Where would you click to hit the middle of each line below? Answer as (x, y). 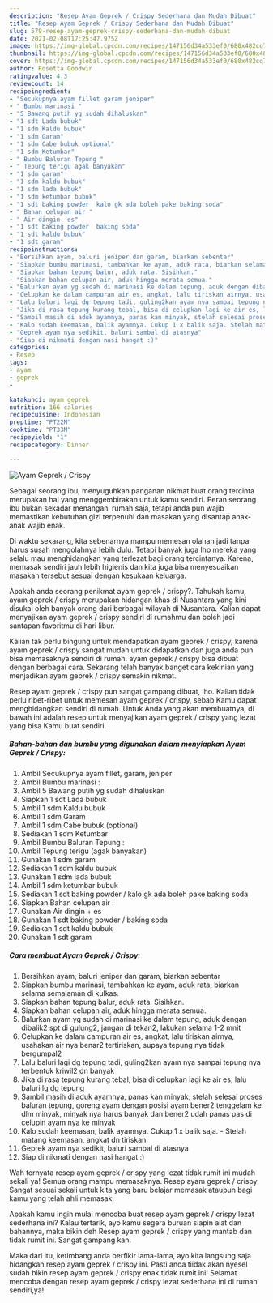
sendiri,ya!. (28, 1290)
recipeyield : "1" (38, 438)
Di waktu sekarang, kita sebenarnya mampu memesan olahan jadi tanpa (129, 540)
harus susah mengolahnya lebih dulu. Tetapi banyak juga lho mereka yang (133, 549)
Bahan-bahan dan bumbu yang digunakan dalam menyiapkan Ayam (128, 744)
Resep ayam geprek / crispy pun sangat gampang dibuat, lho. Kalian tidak (132, 691)
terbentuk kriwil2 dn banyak (68, 1070)
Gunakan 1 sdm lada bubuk (66, 877)
